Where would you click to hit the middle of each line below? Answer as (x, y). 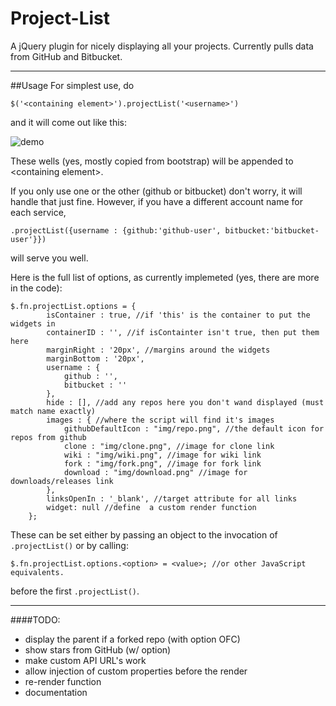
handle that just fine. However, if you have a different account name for (156, 201)
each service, (38, 212)
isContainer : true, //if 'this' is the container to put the (178, 315)
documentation (56, 692)
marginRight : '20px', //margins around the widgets (158, 350)
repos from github (48, 437)
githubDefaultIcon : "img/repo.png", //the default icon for (194, 428)
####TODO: (35, 619)
